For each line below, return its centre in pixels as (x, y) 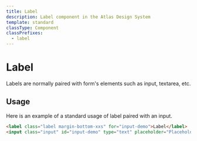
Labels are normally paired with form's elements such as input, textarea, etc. (98, 83)
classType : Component (33, 28)
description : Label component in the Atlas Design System (78, 17)
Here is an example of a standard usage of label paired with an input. (89, 116)
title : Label (22, 11)
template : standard (30, 22)
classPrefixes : (25, 33)
